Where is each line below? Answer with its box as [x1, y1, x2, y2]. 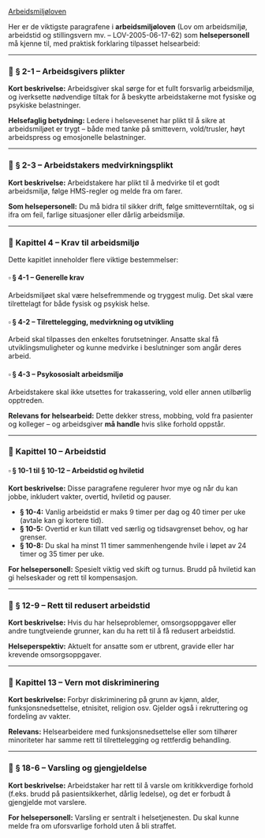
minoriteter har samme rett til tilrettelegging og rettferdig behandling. [8, 735, 231, 745]
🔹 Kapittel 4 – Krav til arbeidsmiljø [8, 237, 140, 248]
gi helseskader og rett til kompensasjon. [8, 573, 138, 582]
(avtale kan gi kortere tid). [19, 515, 104, 524]
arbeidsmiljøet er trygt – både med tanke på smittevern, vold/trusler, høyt [8, 124, 245, 133]
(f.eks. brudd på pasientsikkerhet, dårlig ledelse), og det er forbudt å [8, 789, 231, 799]
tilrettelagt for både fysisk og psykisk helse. [8, 299, 150, 309]
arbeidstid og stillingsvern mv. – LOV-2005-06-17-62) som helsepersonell [8, 31, 250, 39]
